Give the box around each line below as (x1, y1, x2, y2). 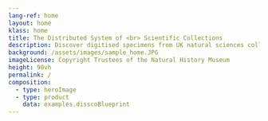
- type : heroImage (15, 85, 77, 94)
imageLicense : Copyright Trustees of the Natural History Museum (8, 57, 230, 64)
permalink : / (8, 71, 52, 79)
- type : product (15, 93, 69, 101)
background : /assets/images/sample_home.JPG (8, 49, 159, 57)
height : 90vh (8, 64, 52, 72)
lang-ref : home (8, 11, 59, 20)
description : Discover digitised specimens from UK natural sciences (8, 41, 245, 49)
